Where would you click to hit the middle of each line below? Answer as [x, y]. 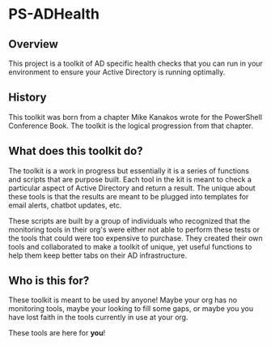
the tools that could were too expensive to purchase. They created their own [135, 238]
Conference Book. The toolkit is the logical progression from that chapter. [131, 126]
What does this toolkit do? [76, 151]
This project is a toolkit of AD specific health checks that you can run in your [135, 63]
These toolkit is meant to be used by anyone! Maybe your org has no [123, 300]
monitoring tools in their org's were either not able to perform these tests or [134, 229]
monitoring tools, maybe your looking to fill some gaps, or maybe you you [131, 309]
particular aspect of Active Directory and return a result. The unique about [132, 188]
